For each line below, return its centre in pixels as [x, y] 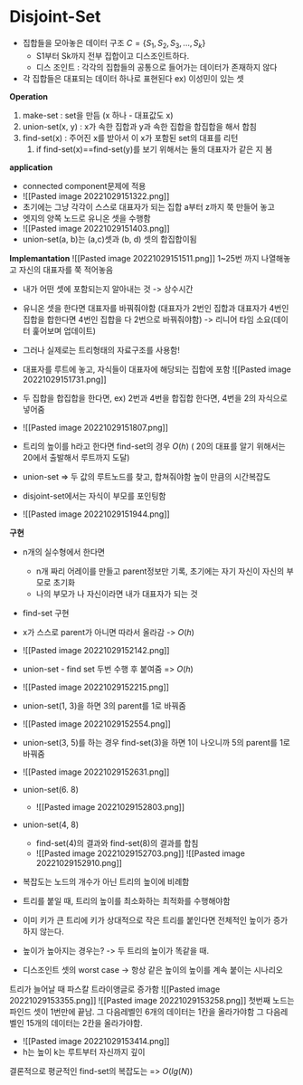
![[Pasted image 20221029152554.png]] [97, 723]
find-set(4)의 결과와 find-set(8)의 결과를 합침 [117, 842]
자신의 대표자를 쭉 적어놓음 [66, 270]
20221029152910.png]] [79, 862]
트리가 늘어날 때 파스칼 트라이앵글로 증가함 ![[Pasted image [115, 989]
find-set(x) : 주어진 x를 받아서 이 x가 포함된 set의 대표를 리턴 [130, 138]
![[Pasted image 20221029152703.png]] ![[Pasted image [141, 853]
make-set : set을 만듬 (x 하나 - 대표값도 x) [98, 115]
